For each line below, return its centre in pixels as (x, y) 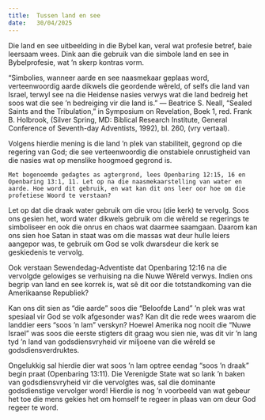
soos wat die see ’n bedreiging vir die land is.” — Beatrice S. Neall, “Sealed (130, 103)
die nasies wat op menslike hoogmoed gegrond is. (90, 160)
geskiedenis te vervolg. (46, 252)
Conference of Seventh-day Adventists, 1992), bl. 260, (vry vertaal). (119, 128)
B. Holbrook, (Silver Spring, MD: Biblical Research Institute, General (118, 119)
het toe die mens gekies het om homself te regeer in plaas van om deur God (132, 399)
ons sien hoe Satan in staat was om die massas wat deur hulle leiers (119, 235)
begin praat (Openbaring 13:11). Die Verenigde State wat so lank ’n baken (127, 373)
